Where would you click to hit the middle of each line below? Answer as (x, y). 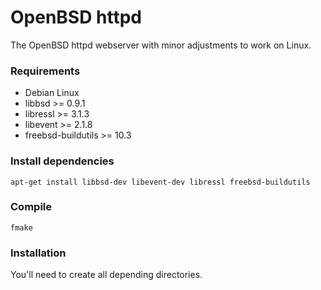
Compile (31, 207)
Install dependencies (62, 161)
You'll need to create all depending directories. (106, 275)
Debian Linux (52, 93)
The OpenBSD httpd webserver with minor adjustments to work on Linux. (161, 45)
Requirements (45, 71)
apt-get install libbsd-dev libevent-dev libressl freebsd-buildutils (160, 182)
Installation (38, 253)
